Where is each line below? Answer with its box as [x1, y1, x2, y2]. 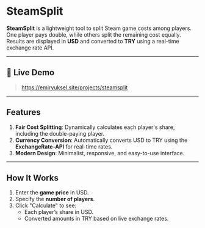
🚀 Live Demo [6, 67, 55, 78]
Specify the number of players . [15, 196, 95, 203]
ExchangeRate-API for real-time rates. [15, 142, 113, 150]
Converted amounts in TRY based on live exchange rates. [24, 215, 169, 222]
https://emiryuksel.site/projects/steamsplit [21, 84, 128, 91]
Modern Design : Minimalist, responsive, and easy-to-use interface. [15, 149, 185, 156]
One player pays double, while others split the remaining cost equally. [6, 31, 181, 38]
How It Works [6, 172, 59, 183]
